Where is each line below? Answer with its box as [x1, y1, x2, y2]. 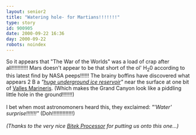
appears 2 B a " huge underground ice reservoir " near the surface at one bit [6, 78, 190, 85]
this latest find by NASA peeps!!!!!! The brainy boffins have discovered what [6, 72, 190, 79]
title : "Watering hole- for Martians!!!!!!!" [6, 14, 120, 20]
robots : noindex [6, 42, 46, 48]
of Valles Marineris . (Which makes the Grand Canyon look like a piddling [6, 84, 182, 92]
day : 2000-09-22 [6, 36, 46, 42]
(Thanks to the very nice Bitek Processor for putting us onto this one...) [6, 122, 179, 129]
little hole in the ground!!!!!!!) [6, 91, 75, 98]
